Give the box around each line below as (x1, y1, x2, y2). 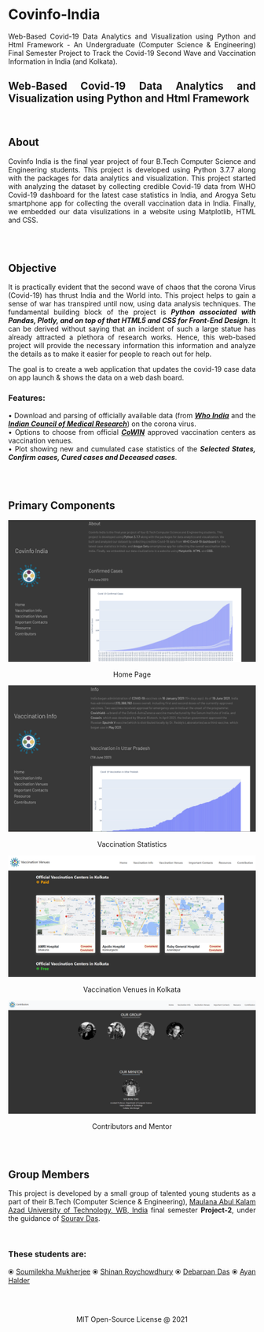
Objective (8, 262, 57, 275)
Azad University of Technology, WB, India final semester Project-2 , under (8, 1205, 257, 1215)
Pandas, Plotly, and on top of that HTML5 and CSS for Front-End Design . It (8, 316, 257, 325)
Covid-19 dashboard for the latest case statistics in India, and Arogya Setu (8, 190, 256, 199)
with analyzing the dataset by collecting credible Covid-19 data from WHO (8, 181, 256, 191)
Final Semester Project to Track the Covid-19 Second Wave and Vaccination (8, 48, 256, 58)
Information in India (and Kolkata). (8, 57, 118, 66)
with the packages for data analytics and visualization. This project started (8, 173, 256, 183)
